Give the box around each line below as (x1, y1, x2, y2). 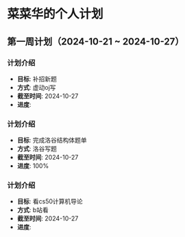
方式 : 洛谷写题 (16, 145, 57, 153)
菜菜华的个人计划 (7, 6, 104, 22)
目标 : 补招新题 (16, 75, 57, 83)
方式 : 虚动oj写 (16, 83, 56, 91)
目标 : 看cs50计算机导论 (16, 197, 84, 205)
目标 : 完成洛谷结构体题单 (16, 136, 87, 145)
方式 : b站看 (16, 206, 49, 214)
